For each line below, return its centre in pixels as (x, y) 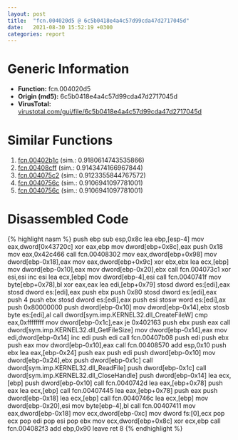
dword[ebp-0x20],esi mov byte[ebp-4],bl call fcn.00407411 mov (102, 406)
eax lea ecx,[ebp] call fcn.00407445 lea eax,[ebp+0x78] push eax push (113, 391)
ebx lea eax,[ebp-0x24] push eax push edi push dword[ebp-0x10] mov (112, 353)
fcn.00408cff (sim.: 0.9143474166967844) (81, 168)
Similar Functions (60, 140)
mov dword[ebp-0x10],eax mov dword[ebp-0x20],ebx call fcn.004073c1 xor (119, 270)
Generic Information (68, 69)
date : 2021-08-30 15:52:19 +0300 (60, 27)
